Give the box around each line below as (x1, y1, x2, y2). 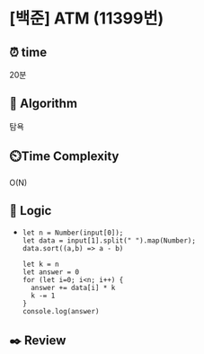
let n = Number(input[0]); (22, 228, 124, 238)
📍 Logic (9, 203, 52, 218)
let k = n (22, 260, 60, 270)
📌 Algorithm (9, 96, 78, 111)
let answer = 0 (22, 268, 80, 277)
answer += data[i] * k (31, 284, 116, 293)
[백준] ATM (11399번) (9, 8, 164, 29)
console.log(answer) (22, 307, 100, 316)
